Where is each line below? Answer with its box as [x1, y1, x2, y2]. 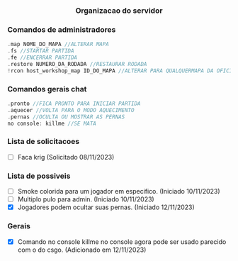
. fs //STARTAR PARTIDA [7, 48, 74, 55]
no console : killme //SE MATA [7, 120, 97, 127]
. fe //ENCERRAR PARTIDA [7, 54, 78, 61]
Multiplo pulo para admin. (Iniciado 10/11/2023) [17, 195, 154, 204]
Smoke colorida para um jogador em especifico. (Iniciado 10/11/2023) [17, 187, 221, 196]
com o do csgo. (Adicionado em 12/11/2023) [17, 245, 147, 254]
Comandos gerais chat [7, 84, 87, 94]
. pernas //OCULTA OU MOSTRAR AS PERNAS [7, 113, 125, 121]
